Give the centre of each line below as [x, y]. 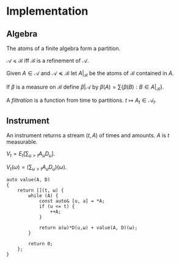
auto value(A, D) [28, 179]
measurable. [22, 142]
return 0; [41, 243]
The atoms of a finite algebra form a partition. [63, 48]
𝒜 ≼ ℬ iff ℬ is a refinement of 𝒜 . [48, 60]
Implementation [47, 11]
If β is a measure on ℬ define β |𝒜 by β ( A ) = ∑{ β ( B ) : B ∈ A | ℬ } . [85, 88]
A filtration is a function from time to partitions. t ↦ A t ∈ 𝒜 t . [81, 101]
